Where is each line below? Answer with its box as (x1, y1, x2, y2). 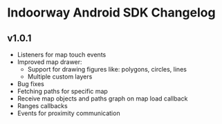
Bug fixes (17, 80, 45, 87)
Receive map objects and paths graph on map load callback (17, 94, 188, 103)
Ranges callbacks (17, 102, 68, 110)
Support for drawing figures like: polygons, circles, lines (27, 65, 187, 73)
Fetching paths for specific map (17, 87, 109, 95)
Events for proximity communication (17, 109, 120, 117)
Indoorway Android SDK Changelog (7, 5, 216, 21)
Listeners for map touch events (17, 50, 107, 59)
